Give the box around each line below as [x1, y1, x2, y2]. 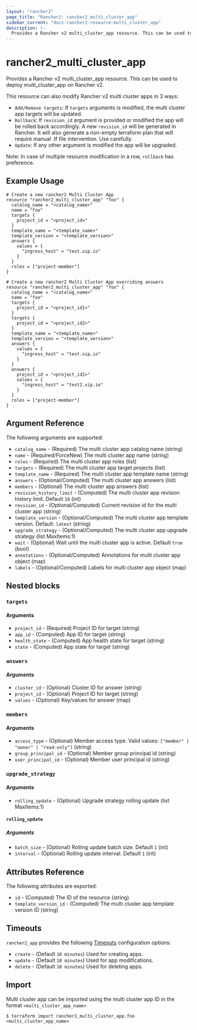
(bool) [14, 545, 29, 552]
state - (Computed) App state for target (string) [14, 644, 130, 651]
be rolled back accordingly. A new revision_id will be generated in [14, 123, 176, 130]
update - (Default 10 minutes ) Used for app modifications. [14, 957, 154, 964]
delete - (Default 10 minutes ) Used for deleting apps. [14, 962, 143, 970]
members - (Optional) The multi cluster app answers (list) [14, 483, 150, 490]
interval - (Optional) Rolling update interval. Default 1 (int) [14, 850, 157, 857]
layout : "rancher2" [6, 8, 54, 15]
